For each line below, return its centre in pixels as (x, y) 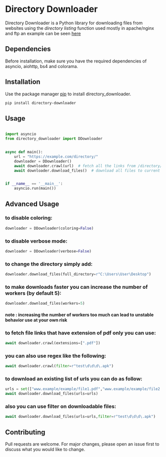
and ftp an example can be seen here (43, 33)
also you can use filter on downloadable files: (61, 406)
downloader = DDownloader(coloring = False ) (49, 228)
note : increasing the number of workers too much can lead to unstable (80, 315)
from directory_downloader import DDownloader (54, 139)
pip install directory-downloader (41, 103)
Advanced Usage (32, 204)
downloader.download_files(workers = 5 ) (45, 304)
